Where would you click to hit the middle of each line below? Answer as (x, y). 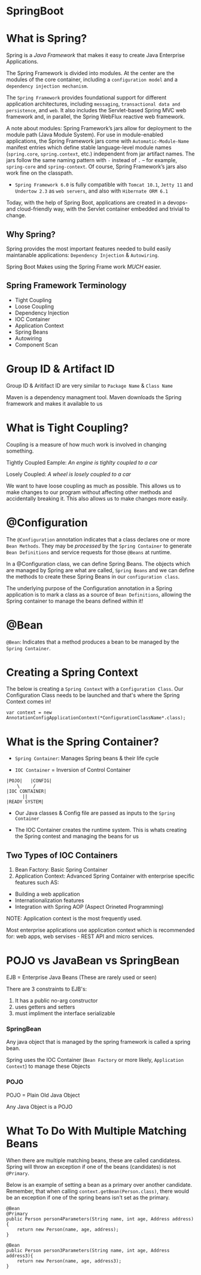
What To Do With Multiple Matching (96, 1131)
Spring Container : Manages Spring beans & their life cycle (87, 758)
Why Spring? (31, 234)
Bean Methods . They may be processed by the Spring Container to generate (99, 546)
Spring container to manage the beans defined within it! (75, 601)
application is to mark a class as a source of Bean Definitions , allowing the (99, 594)
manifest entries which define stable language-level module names (89, 148)
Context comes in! (29, 702)
